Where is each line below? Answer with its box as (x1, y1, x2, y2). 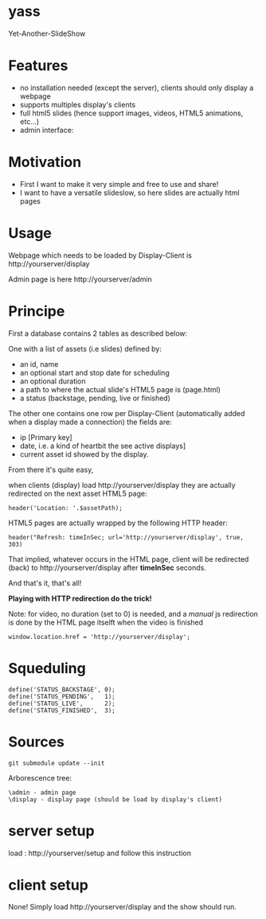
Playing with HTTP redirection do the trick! (8, 594, 153, 603)
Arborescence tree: (8, 773, 72, 782)
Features (8, 56, 68, 75)
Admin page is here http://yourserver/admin (8, 274, 153, 284)
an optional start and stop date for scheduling (19, 368, 170, 377)
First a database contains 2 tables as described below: (8, 329, 188, 338)
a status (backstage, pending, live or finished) (19, 393, 171, 403)
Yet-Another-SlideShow (8, 29, 86, 38)
